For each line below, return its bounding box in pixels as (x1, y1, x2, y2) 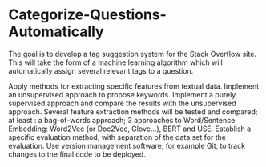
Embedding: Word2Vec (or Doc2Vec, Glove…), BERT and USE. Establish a (8, 124, 252, 133)
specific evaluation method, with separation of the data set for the (8, 132, 227, 141)
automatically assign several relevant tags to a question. (8, 66, 194, 75)
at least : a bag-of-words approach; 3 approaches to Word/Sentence (8, 115, 236, 125)
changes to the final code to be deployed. (8, 149, 146, 159)
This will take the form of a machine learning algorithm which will (8, 58, 223, 67)
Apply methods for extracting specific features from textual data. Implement (8, 82, 260, 91)
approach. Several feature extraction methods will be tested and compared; (8, 106, 258, 117)
